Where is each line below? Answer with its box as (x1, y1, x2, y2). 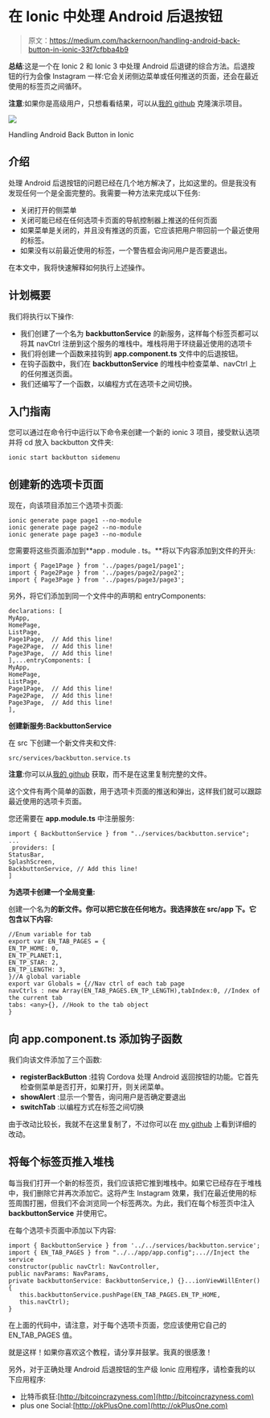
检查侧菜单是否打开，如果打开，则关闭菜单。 (19, 1082, 169, 1092)
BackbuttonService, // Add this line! (8, 865, 138, 873)
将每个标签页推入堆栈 (8, 1155, 114, 1169)
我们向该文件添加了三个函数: (8, 1055, 103, 1064)
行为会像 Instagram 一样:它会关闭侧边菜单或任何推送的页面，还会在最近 (22, 71, 259, 81)
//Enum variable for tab (8, 931, 92, 939)
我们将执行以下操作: (8, 311, 75, 321)
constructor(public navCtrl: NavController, (8, 1263, 160, 1271)
